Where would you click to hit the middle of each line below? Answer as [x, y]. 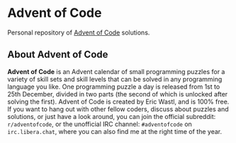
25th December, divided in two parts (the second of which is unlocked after [118, 94]
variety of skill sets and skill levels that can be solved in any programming [115, 79]
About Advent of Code [58, 55]
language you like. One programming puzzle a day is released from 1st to [114, 87]
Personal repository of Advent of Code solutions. [79, 32]
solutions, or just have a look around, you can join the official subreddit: [112, 116]
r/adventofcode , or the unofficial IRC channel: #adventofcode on [100, 124]
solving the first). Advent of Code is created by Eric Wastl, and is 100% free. [118, 101]
